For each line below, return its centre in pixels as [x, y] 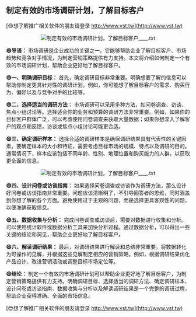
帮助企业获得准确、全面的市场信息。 [50, 295]
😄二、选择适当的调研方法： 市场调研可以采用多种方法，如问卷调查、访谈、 [96, 104]
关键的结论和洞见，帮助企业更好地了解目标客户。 [65, 234]
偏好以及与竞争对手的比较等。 [52, 92]
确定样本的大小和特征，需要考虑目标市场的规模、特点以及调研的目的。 [106, 146]
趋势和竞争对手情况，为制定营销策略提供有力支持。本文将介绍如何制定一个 [95, 58]
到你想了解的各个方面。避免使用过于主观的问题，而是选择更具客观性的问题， [98, 200]
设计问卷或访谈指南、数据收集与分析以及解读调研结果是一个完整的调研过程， [98, 288]
